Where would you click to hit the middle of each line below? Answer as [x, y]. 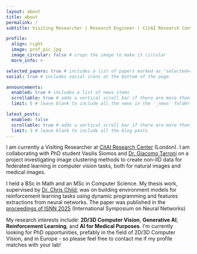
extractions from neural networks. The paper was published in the [86, 202]
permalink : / [22, 22]
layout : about [23, 11]
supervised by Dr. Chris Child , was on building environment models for [91, 190]
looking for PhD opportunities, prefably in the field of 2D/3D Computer [91, 232]
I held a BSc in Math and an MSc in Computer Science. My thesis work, [92, 183]
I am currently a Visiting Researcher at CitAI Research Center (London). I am [98, 147]
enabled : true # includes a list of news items [71, 93]
